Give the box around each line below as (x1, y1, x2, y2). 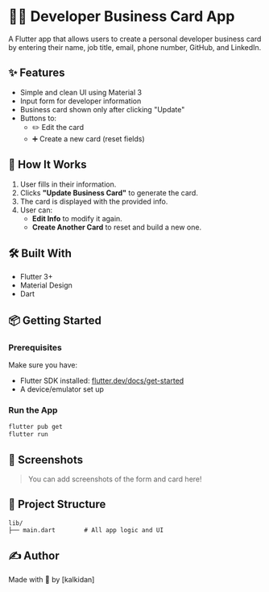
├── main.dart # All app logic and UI (8, 526, 163, 534)
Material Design (19, 280, 72, 290)
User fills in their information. (19, 179, 117, 189)
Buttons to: (19, 113, 57, 123)
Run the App (8, 404, 58, 415)
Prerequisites (8, 342, 62, 353)
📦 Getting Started (8, 313, 102, 327)
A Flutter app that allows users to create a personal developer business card (8, 34, 262, 44)
